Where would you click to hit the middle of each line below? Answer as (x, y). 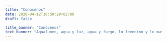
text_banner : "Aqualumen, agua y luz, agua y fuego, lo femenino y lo (80, 32)
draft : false (19, 19)
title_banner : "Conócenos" (33, 27)
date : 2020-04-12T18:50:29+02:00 (40, 14)
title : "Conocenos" (25, 10)
